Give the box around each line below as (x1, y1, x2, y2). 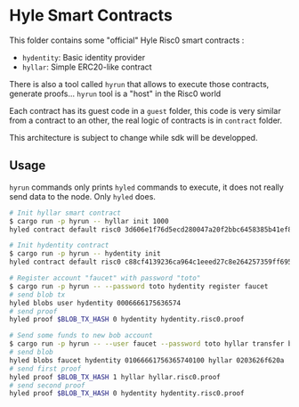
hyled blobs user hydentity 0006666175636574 (9, 298, 181, 307)
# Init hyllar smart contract (9, 208, 122, 217)
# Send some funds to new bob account (9, 331, 153, 340)
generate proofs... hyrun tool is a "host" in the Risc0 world (9, 88, 222, 99)
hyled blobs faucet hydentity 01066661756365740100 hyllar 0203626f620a (9, 355, 285, 365)
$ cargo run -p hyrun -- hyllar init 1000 (9, 216, 169, 225)
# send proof (9, 306, 58, 316)
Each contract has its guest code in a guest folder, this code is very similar (9, 105, 282, 116)
